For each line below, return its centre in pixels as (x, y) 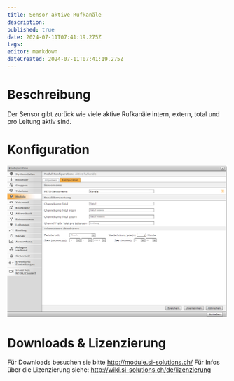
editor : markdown (33, 52)
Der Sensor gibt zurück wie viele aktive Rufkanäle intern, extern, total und (113, 114)
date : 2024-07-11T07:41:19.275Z (54, 37)
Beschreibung (49, 95)
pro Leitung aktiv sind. (40, 121)
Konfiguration (48, 150)
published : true (31, 29)
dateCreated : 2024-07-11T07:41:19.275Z (66, 60)
